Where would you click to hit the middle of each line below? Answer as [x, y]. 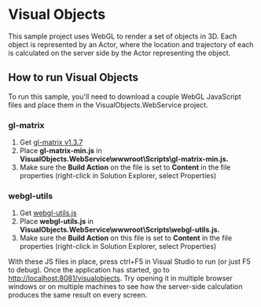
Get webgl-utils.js [48, 213]
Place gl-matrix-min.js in [61, 151]
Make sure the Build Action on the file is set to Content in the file [125, 167]
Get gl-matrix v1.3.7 [51, 142]
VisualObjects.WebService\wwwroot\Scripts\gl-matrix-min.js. [124, 159]
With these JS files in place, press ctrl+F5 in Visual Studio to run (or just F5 [130, 261]
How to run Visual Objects [74, 77]
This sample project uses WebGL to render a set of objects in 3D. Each [123, 36]
